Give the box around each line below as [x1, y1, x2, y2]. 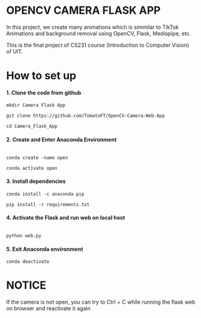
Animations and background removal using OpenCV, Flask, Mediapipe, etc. [6, 29, 191, 37]
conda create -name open [6, 154, 68, 161]
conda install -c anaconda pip [6, 191, 85, 197]
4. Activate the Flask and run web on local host [6, 214, 125, 221]
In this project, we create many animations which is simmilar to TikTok [6, 23, 179, 31]
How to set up [6, 69, 77, 83]
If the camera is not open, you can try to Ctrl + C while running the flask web [6, 298, 196, 306]
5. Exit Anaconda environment [6, 245, 83, 253]
